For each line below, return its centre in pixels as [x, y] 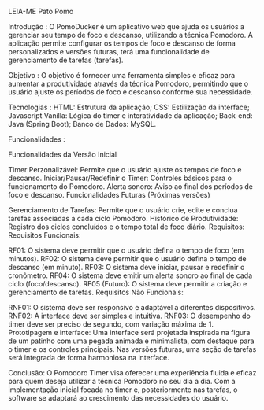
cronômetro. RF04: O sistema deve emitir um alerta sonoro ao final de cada [130, 275]
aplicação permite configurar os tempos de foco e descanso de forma [122, 43]
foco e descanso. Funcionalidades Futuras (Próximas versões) [109, 195]
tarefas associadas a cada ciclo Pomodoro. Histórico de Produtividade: [123, 218]
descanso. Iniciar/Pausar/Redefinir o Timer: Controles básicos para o [120, 178]
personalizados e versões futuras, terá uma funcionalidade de [109, 52]
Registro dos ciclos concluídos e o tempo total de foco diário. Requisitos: [126, 227]
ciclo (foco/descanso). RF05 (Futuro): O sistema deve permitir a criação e [128, 284]
